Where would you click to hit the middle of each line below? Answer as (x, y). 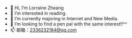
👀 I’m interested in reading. (38, 13)
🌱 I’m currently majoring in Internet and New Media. (64, 18)
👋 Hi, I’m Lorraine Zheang (37, 8)
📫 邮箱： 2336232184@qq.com (43, 30)
